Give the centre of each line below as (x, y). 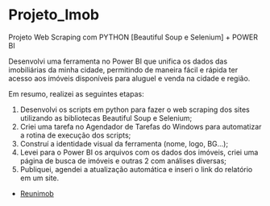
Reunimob (37, 193)
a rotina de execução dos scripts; (75, 135)
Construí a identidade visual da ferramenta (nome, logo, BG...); (124, 143)
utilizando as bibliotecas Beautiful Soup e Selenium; (106, 117)
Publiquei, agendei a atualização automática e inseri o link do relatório (136, 169)
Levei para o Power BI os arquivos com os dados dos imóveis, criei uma (139, 152)
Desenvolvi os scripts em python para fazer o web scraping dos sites (135, 109)
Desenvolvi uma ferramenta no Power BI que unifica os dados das (118, 61)
